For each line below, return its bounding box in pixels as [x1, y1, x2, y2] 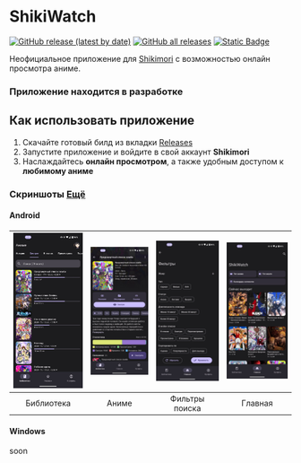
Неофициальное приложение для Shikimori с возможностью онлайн [9, 53, 271, 64]
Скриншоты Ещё [9, 188, 86, 200]
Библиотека [25, 397, 72, 409]
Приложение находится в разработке [9, 85, 184, 98]
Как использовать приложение [9, 113, 195, 128]
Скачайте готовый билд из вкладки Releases [21, 136, 193, 147]
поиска [173, 402, 202, 414]
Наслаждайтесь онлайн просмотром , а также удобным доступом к [21, 155, 284, 167]
